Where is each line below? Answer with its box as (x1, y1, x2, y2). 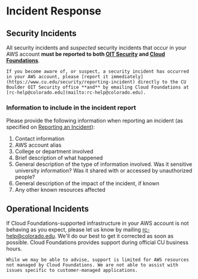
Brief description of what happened (14, 155, 103, 162)
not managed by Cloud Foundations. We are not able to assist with (6, 262, 179, 268)
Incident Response (6, 4, 102, 18)
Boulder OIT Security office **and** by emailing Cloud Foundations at (6, 84, 189, 90)
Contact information (14, 135, 65, 143)
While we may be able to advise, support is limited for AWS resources (6, 257, 189, 263)
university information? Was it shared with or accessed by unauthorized (14, 167, 193, 174)
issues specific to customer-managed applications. (6, 268, 138, 274)
